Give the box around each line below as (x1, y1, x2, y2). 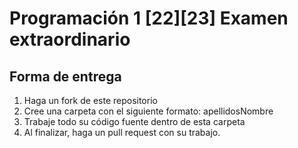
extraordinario (9, 28, 131, 51)
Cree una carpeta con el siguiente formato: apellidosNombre (23, 105, 274, 117)
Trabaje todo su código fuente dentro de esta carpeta (23, 116, 246, 127)
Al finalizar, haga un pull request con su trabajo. (23, 127, 221, 138)
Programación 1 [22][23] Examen (9, 7, 289, 30)
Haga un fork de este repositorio (23, 95, 158, 106)
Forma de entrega (9, 68, 122, 85)
